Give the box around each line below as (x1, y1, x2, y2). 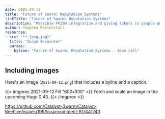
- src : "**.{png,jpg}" (5, 35, 52, 40)
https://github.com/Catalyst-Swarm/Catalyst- (5, 103, 97, 109)
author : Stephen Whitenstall (5, 25, 65, 30)
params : (9, 44, 26, 48)
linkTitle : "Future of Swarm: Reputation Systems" (5, 16, 111, 21)
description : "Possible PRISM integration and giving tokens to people (5, 21, 155, 26)
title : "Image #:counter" (9, 39, 63, 44)
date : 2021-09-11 (5, 7, 41, 12)
